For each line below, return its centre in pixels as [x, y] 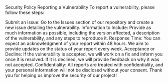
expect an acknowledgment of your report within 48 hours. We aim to [77, 43]
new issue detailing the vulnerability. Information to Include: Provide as [78, 27]
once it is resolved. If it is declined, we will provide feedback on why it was [82, 59]
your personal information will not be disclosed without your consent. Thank [84, 70]
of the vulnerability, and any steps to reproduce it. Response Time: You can [83, 38]
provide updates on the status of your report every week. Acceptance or [80, 49]
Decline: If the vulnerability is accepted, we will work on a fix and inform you [84, 54]
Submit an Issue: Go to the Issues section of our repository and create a [79, 22]
